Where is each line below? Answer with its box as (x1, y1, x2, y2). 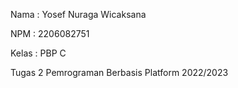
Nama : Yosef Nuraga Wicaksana (10, 9, 147, 20)
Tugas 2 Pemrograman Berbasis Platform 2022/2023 (10, 67, 229, 78)
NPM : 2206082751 (10, 28, 90, 39)
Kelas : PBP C (10, 47, 67, 59)
